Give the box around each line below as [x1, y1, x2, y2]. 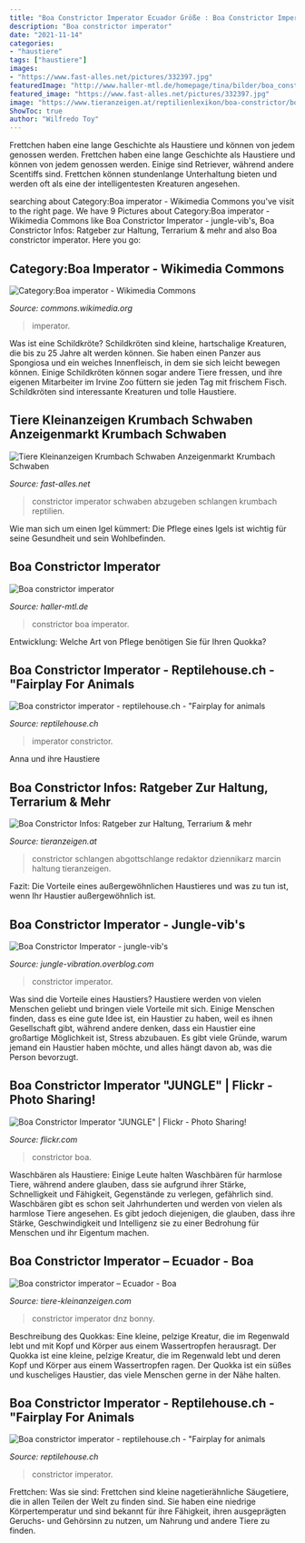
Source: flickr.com [9, 1134, 78, 1145]
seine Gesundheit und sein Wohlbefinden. [9, 533, 166, 544]
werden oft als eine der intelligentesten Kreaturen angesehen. [9, 178, 241, 189]
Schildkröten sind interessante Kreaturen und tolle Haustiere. [9, 386, 237, 396]
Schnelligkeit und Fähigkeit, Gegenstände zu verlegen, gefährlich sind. [9, 1188, 274, 1199]
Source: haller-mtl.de [9, 601, 89, 612]
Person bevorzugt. [9, 1052, 79, 1062]
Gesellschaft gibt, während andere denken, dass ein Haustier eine [9, 1023, 256, 1033]
